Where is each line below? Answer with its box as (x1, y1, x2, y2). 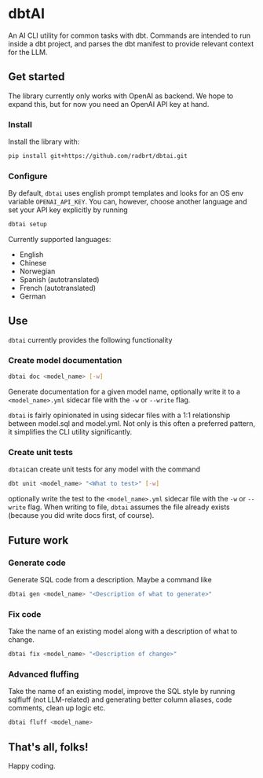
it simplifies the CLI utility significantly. (8, 428, 133, 437)
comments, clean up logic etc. (8, 703, 106, 713)
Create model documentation (8, 354, 122, 365)
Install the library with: (8, 137, 80, 146)
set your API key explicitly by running (8, 205, 128, 215)
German (19, 292, 46, 301)
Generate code (8, 557, 67, 568)
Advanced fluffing (8, 669, 79, 680)
